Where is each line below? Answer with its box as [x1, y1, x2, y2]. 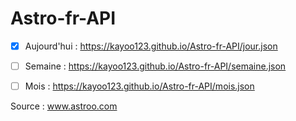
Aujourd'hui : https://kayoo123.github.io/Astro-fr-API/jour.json [24, 40, 278, 52]
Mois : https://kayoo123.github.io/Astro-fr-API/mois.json [24, 80, 255, 92]
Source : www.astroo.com [10, 100, 118, 112]
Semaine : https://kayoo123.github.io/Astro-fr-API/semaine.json [24, 60, 287, 72]
